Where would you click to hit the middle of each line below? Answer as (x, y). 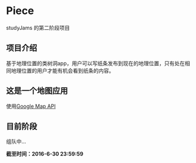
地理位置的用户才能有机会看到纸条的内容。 (62, 70)
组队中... (16, 141)
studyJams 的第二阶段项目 (38, 28)
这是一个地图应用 (37, 91)
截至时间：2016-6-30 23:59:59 (45, 154)
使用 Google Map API (31, 106)
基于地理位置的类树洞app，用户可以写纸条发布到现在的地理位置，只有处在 (96, 63)
